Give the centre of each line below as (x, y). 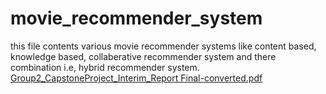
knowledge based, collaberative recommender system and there (143, 56)
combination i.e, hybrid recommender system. (105, 67)
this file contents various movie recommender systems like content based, (163, 46)
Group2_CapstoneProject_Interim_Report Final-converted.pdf (136, 78)
